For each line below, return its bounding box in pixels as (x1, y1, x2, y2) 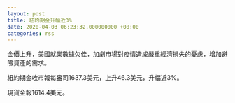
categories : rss (7, 29, 55, 37)
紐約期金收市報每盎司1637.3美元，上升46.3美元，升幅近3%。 (7, 74, 183, 82)
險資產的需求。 (7, 59, 50, 67)
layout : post (7, 10, 45, 18)
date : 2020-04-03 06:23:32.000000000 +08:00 (7, 23, 139, 30)
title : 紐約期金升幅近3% (7, 17, 72, 24)
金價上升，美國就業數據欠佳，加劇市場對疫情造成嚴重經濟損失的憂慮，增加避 (7, 50, 228, 58)
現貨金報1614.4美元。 (7, 88, 69, 97)
